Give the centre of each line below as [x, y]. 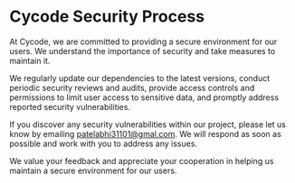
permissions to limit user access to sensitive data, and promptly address [144, 97]
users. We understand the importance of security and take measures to [143, 50]
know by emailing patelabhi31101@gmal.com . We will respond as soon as [146, 133]
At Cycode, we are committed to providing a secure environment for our [143, 41]
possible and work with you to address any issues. [103, 143]
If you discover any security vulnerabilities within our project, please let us [148, 124]
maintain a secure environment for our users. [93, 170]
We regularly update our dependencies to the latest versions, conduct [140, 78]
